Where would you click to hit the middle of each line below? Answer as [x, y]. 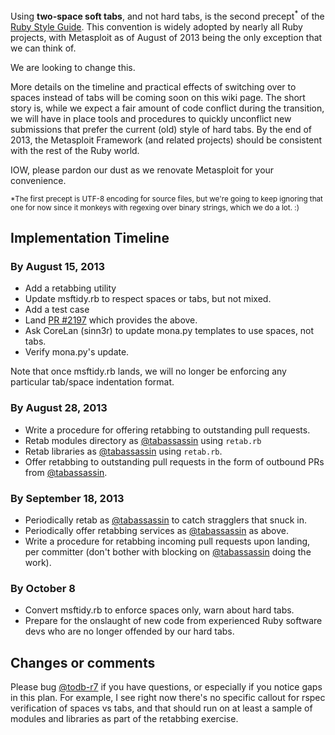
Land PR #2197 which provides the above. [111, 320]
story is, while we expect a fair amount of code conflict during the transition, [167, 108]
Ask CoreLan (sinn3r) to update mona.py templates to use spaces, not [169, 331]
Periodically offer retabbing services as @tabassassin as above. [156, 530]
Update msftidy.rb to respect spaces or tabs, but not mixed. [148, 299]
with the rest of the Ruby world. [75, 150]
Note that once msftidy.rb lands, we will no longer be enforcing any [148, 371]
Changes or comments [83, 662]
